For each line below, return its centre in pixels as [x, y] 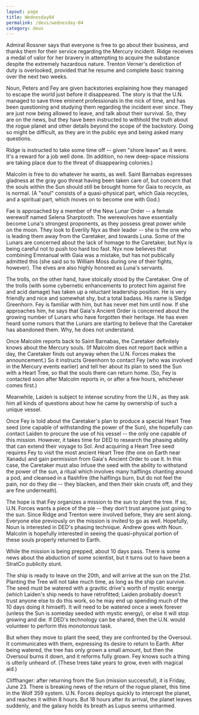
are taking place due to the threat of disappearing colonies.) [80, 163]
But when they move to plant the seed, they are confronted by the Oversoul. [99, 638]
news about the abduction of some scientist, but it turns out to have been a [98, 558]
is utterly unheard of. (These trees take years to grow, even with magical [94, 663]
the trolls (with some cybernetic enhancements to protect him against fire [96, 286]
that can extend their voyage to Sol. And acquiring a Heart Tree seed [90, 447]
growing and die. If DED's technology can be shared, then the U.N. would [96, 620]
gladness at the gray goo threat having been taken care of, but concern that [99, 181]
